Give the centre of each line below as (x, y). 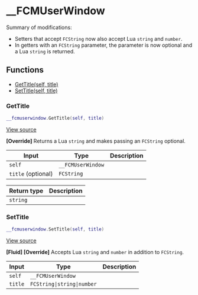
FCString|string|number (63, 284)
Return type (26, 191)
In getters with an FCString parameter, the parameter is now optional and (103, 45)
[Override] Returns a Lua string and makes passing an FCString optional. (96, 141)
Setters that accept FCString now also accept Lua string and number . (98, 39)
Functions (25, 70)
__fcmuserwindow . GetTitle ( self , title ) (55, 118)
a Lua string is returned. (45, 51)
